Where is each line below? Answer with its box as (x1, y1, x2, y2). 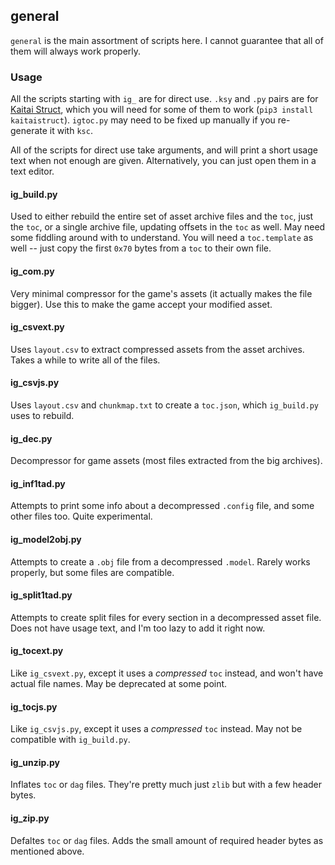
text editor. (10, 165, 55, 178)
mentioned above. (10, 845, 85, 857)
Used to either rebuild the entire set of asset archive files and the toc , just (10, 210, 314, 223)
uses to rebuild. (10, 409, 75, 421)
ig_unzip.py (10, 756, 61, 768)
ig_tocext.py (10, 645, 64, 657)
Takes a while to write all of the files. (10, 354, 161, 366)
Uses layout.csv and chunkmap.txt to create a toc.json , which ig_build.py (10, 399, 319, 411)
